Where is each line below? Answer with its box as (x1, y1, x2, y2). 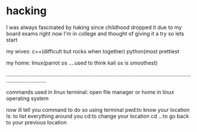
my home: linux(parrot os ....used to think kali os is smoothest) (6, 59, 158, 66)
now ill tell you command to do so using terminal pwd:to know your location (6, 106, 190, 113)
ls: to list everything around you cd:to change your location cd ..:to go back (6, 112, 189, 120)
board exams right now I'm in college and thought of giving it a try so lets (6, 30, 185, 37)
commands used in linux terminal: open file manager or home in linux (6, 88, 175, 95)
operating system (6, 95, 49, 102)
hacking (6, 4, 47, 18)
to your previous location (6, 118, 67, 125)
